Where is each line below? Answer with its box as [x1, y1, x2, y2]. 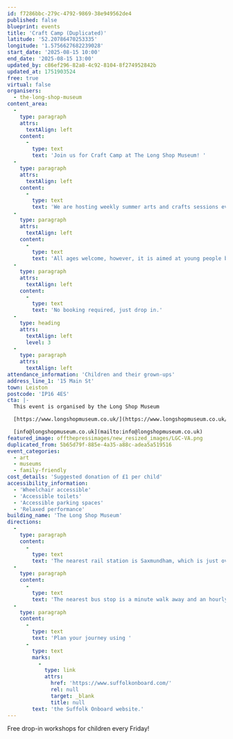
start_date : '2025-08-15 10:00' [7, 49, 101, 56]
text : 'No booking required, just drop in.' [32, 306, 163, 314]
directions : [7, 519, 42, 525]
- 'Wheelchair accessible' [13, 486, 92, 493]
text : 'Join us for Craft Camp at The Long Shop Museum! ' [32, 152, 207, 159]
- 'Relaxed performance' [13, 505, 85, 513]
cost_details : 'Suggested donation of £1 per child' [7, 473, 163, 480]
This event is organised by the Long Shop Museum [13, 403, 159, 410]
